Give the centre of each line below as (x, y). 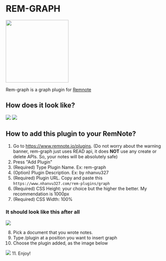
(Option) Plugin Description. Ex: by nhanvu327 (61, 172)
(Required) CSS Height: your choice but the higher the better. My (80, 188)
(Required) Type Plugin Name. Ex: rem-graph (59, 167)
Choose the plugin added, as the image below (60, 243)
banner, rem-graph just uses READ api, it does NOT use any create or (85, 151)
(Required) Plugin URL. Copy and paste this (58, 178)
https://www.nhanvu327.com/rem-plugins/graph (61, 183)
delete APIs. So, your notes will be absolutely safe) (65, 156)
